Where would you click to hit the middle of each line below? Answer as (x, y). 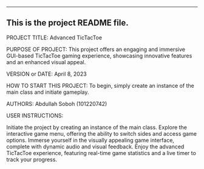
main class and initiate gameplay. (48, 92)
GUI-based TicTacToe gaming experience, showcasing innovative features (99, 56)
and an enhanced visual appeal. (46, 62)
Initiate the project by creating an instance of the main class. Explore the (97, 127)
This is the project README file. (67, 23)
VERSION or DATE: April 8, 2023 (46, 74)
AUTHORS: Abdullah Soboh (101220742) (57, 104)
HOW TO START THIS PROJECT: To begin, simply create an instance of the (100, 85)
